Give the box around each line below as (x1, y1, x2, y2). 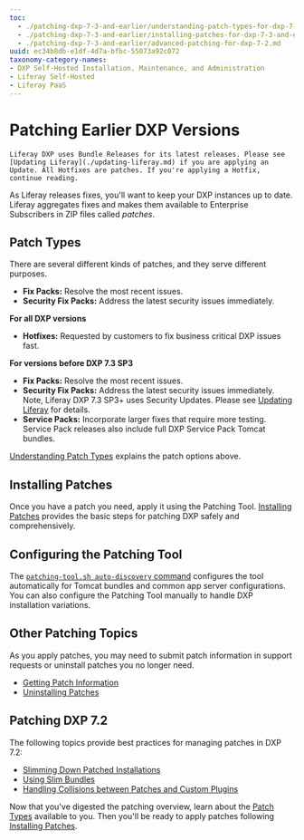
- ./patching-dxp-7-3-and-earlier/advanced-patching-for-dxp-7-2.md (17, 38, 281, 48)
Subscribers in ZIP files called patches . (9, 208, 156, 219)
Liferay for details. (22, 404, 90, 415)
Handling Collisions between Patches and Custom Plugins (22, 783, 239, 794)
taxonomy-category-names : (9, 55, 107, 64)
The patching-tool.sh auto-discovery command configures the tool (9, 571, 264, 581)
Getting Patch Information (22, 677, 119, 688)
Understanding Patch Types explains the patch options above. (9, 450, 242, 462)
